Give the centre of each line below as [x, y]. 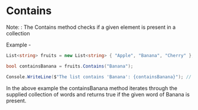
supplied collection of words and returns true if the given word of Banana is [98, 94]
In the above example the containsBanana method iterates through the [92, 88]
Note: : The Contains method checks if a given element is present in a [91, 27]
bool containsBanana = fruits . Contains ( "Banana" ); [70, 66]
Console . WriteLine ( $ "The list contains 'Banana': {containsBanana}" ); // [99, 77]
